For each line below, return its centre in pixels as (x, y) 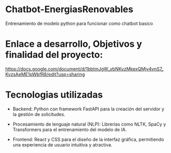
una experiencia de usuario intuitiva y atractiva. (62, 145)
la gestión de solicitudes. (39, 114)
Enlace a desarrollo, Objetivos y (74, 44)
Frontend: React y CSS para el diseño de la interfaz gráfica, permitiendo (88, 139)
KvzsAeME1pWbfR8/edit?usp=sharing (45, 74)
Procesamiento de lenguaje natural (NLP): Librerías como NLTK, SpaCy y (89, 124)
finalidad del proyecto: (54, 55)
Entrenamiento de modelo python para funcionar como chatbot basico (79, 23)
